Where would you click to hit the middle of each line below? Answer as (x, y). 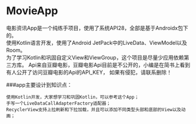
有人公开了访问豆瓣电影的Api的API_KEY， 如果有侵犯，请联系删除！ (89, 72)
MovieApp (32, 11)
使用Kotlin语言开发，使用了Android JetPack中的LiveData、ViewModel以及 (97, 43)
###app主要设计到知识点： (39, 84)
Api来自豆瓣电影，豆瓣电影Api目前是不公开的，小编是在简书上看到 (109, 65)
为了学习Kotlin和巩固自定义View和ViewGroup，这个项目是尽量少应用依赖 (95, 57)
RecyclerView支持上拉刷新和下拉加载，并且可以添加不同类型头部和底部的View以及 (94, 110)
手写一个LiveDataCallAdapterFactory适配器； (59, 103)
